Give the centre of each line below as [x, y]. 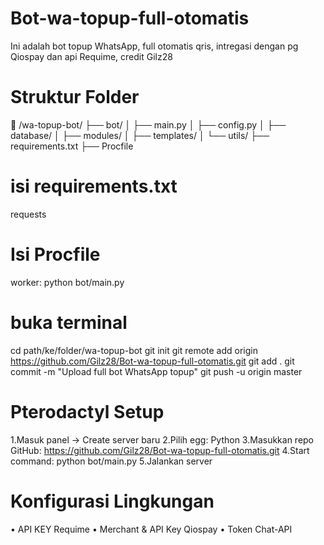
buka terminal [69, 322]
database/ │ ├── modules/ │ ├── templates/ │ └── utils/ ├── [140, 135]
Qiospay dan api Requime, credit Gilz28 [91, 56]
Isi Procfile [55, 254]
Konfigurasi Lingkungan [112, 501]
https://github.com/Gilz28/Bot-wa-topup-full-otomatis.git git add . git [152, 361]
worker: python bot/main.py [67, 282]
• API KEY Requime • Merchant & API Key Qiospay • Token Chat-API [151, 529]
